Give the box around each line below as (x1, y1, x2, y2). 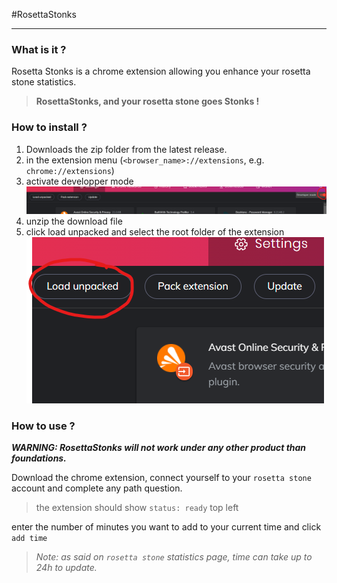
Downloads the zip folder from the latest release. (25, 143, 228, 155)
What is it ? (11, 42, 67, 56)
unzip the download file (25, 215, 123, 228)
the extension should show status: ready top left (35, 502, 239, 514)
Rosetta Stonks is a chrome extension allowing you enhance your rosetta (11, 65, 311, 78)
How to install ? (11, 120, 88, 134)
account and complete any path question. (11, 482, 183, 494)
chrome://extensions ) (25, 164, 115, 176)
